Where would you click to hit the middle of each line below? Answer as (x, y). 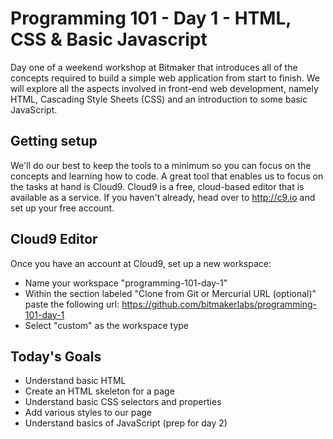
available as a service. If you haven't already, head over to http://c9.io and (163, 197)
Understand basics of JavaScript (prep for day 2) (126, 423)
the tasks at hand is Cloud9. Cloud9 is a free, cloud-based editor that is (157, 186)
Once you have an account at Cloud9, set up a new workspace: (141, 263)
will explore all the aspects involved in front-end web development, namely (164, 88)
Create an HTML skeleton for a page (99, 391)
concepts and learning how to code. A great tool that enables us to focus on (167, 176)
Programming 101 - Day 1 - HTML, (151, 18)
